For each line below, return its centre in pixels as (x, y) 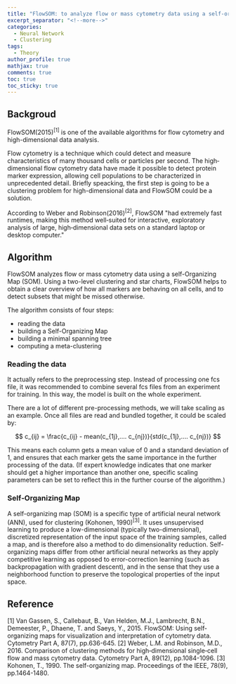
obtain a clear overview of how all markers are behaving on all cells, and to (115, 289)
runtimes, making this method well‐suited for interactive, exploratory (106, 220)
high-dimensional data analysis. (53, 139)
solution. (20, 198)
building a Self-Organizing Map (63, 331)
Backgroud (32, 114)
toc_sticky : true (33, 86)
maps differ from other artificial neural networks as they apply (129, 552)
